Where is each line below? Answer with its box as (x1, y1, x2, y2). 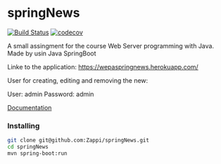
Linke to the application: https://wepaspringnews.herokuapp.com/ (7, 62, 198, 71)
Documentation (7, 103, 52, 111)
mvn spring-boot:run (7, 149, 68, 157)
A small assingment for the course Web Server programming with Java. (7, 41, 215, 50)
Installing (7, 121, 40, 130)
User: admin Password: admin (7, 90, 94, 98)
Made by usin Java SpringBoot (7, 49, 96, 57)
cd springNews (7, 144, 49, 151)
